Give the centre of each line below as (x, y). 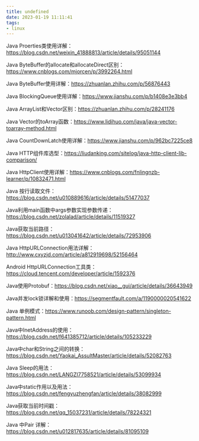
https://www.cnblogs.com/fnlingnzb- (115, 172)
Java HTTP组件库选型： (35, 153)
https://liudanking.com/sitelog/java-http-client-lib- (126, 153)
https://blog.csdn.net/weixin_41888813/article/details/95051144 (84, 53)
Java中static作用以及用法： (39, 387)
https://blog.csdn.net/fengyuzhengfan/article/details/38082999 (84, 393)
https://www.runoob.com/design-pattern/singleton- (108, 311)
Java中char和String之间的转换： (45, 349)
